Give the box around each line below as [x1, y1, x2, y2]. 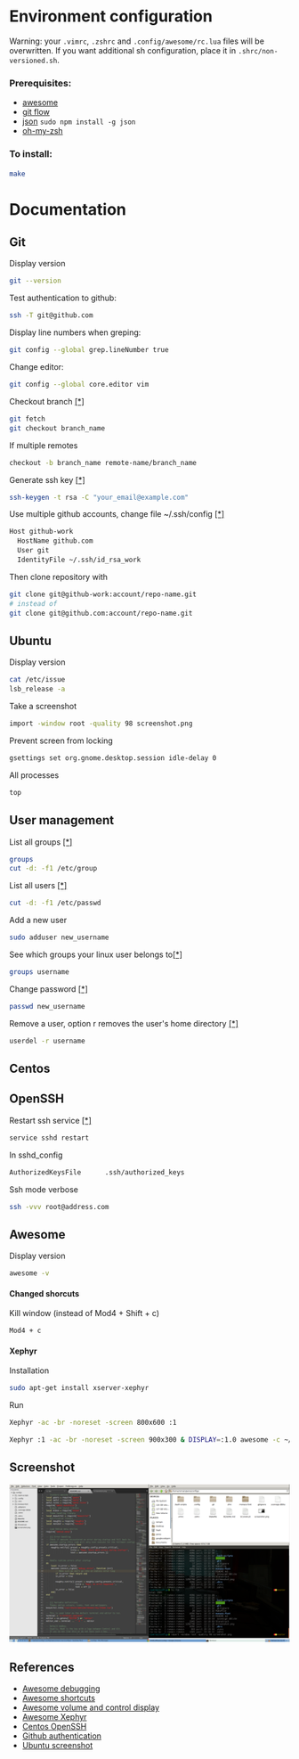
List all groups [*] [9, 836, 73, 847]
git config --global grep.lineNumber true [9, 346, 169, 355]
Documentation [9, 199, 127, 219]
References [9, 1659, 75, 1674]
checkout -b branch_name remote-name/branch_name [9, 458, 198, 467]
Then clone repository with [9, 571, 109, 582]
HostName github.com [17, 536, 93, 545]
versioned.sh [9, 56, 58, 65]
